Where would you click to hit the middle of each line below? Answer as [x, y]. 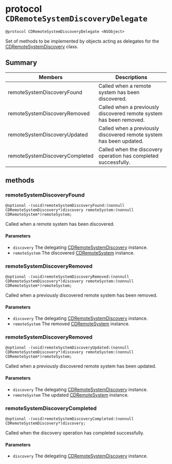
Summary [21, 63]
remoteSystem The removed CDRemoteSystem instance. [71, 324]
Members [51, 77]
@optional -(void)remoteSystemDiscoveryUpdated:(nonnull [67, 348]
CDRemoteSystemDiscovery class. [42, 46]
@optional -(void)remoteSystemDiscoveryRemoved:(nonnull [67, 277]
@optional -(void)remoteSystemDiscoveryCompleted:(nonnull [70, 419]
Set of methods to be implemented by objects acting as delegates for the [82, 41]
